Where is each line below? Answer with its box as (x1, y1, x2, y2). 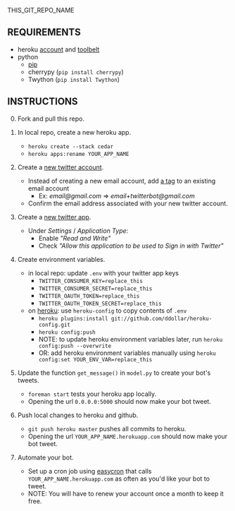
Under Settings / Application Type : (27, 226, 129, 235)
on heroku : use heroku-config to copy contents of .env (27, 306, 187, 315)
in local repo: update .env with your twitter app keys (27, 268, 179, 277)
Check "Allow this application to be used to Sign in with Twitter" (38, 241, 224, 250)
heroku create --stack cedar (27, 143, 114, 150)
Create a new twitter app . (17, 212, 91, 221)
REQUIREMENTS (7, 26, 81, 38)
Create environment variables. (17, 255, 106, 263)
